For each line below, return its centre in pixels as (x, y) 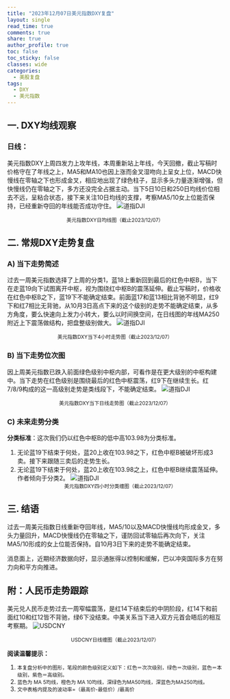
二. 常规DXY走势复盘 (51, 243)
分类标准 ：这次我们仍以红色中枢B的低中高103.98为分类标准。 (93, 437)
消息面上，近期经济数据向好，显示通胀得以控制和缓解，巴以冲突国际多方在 (112, 558)
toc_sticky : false (33, 58)
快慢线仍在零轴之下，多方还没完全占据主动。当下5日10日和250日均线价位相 (114, 188)
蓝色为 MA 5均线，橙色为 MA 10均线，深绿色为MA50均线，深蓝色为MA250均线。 (112, 682)
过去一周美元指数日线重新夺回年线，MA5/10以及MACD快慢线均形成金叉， (111, 526)
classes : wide (27, 64)
